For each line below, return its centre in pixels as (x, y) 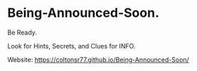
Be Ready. (22, 32)
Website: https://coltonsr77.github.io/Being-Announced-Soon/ (98, 59)
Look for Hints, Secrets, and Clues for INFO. (71, 46)
